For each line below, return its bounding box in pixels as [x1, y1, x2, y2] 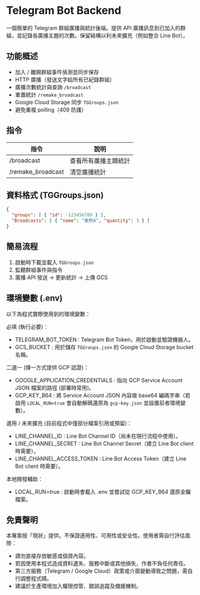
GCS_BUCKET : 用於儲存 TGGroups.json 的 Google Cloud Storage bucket [14, 343, 194, 350]
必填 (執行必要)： [6, 323, 49, 330]
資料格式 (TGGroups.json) [6, 190, 104, 200]
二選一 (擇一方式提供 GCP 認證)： [6, 364, 89, 371]
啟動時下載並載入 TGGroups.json [14, 259, 94, 266]
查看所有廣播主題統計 [70, 156, 130, 165]
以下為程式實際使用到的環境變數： [6, 310, 91, 317]
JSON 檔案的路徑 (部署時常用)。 [14, 384, 95, 391]
